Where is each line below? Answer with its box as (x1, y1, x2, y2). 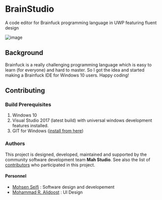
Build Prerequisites (5, 101, 52, 108)
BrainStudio (5, 3, 54, 15)
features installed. (12, 123, 49, 129)
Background (5, 49, 43, 57)
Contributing (5, 86, 45, 95)
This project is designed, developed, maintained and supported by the (5, 151, 147, 157)
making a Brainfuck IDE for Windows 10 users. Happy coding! (5, 72, 129, 78)
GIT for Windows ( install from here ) (12, 128, 84, 134)
